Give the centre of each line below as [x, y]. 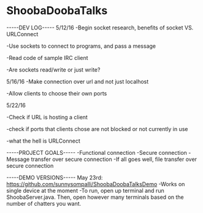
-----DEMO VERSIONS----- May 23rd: [55, 177]
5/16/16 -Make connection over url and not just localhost [78, 81]
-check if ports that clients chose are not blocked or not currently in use [97, 129]
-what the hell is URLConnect [44, 141]
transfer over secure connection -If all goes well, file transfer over [114, 159]
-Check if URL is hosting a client [47, 117]
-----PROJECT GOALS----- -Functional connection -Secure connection [97, 152]
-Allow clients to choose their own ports [57, 93]
